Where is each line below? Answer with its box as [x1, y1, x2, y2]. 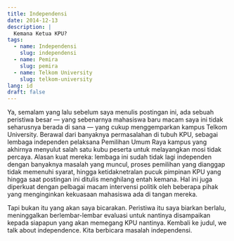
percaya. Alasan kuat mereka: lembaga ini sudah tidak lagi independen [7, 152, 212, 162]
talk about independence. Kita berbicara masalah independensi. [7, 226, 193, 235]
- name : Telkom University [13, 69, 93, 76]
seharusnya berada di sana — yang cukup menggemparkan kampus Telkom [7, 123, 228, 131]
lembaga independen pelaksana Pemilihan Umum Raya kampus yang [7, 138, 207, 146]
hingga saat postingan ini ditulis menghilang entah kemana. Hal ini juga [7, 175, 213, 183]
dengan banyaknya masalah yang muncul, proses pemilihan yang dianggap [7, 160, 226, 169]
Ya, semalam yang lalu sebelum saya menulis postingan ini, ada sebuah [7, 108, 214, 117]
